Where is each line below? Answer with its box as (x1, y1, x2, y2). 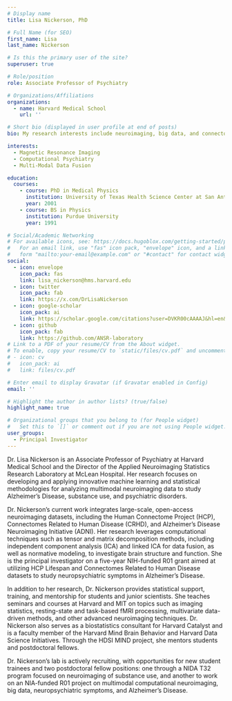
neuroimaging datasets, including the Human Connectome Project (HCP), (7, 512, 215, 521)
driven (7, 614, 26, 622)
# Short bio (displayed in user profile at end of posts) (7, 124, 177, 131)
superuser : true (7, 61, 54, 68)
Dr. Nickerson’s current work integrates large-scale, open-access (7, 505, 193, 513)
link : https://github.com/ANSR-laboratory (19, 334, 144, 342)
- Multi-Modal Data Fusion (13, 162, 91, 169)
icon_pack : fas (19, 270, 64, 277)
